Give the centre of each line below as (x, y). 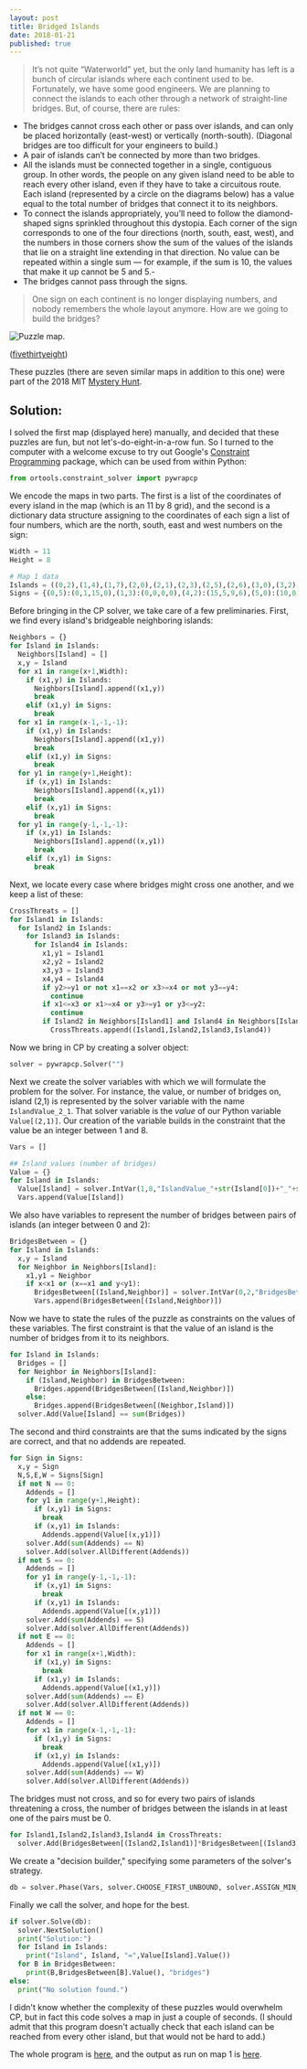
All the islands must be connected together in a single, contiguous (147, 165)
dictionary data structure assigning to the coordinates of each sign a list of (150, 515)
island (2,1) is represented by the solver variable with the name (127, 1101)
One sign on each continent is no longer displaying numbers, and (154, 299)
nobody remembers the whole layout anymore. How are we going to (160, 309)
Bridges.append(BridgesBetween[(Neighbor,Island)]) (134, 1406)
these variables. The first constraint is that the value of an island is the (142, 1328)
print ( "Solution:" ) (55, 1939)
